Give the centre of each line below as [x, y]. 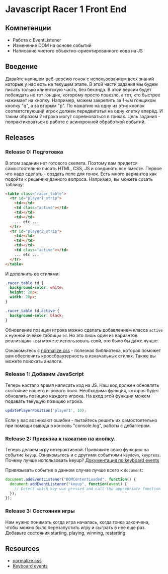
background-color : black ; [37, 316]
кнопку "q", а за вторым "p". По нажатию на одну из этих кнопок [75, 106]
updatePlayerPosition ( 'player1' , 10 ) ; [46, 410]
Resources [22, 549]
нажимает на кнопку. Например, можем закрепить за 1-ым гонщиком [80, 100]
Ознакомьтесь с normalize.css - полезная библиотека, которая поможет [83, 350]
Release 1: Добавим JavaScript [45, 374]
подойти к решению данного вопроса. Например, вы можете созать [79, 179]
